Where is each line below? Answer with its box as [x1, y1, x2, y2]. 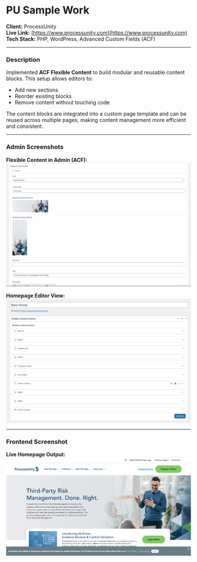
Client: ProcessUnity [6, 23, 57, 30]
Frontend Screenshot [6, 438, 68, 446]
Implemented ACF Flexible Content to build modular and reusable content [6, 69, 185, 76]
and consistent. [6, 123, 43, 130]
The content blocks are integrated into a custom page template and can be [6, 110, 186, 117]
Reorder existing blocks [14, 93, 72, 100]
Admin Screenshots [6, 143, 64, 151]
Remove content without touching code [14, 99, 110, 106]
